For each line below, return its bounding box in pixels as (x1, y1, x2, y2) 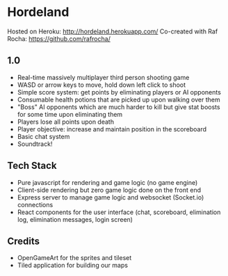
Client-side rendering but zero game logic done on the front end (17, 186, 202, 194)
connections (17, 200, 54, 209)
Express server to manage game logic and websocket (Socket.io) (17, 193, 204, 202)
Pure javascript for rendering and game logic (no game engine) (17, 178, 198, 186)
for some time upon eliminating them (17, 110, 123, 118)
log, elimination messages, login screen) (17, 215, 133, 223)
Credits (7, 235, 40, 247)
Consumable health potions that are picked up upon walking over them (17, 95, 220, 104)
